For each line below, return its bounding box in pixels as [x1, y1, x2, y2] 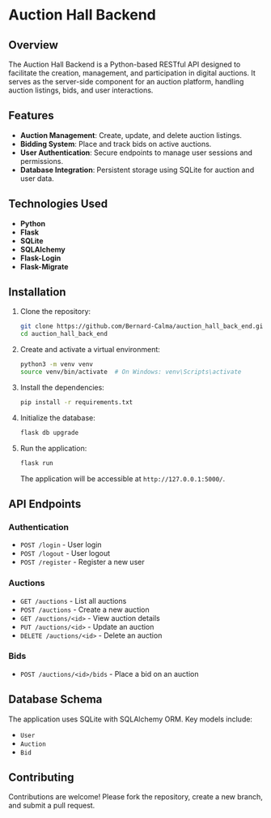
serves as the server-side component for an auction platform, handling [8, 77, 244, 86]
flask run [19, 459, 54, 467]
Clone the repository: [19, 307, 91, 316]
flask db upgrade [19, 428, 79, 437]
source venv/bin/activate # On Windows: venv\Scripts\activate [19, 368, 242, 377]
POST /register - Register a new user [19, 558, 145, 567]
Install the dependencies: [19, 382, 105, 392]
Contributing [8, 771, 74, 785]
